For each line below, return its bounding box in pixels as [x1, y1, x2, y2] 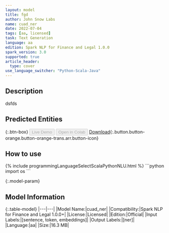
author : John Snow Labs [5, 17, 56, 22]
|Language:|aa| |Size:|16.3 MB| [5, 222, 69, 228]
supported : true [5, 54, 39, 60]
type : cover [10, 64, 35, 69]
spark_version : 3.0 [5, 49, 47, 54]
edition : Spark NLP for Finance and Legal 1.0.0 [5, 45, 110, 50]
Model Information [5, 193, 65, 201]
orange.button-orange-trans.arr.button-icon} [5, 135, 99, 141]
